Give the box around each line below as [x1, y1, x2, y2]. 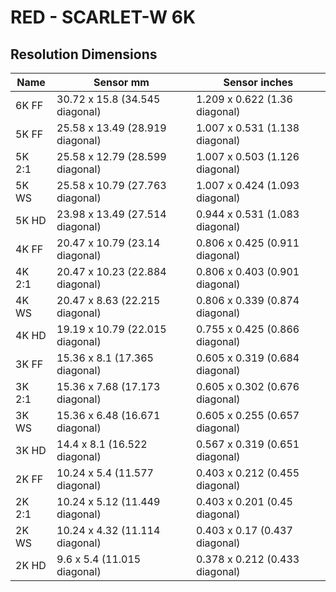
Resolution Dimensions [10, 46, 158, 63]
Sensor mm [93, 76, 150, 89]
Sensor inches [223, 76, 294, 89]
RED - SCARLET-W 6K [10, 6, 197, 29]
